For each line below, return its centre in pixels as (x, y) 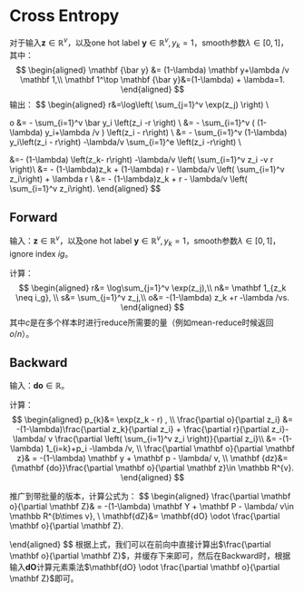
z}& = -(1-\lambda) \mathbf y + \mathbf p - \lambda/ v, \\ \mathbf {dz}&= (152, 459)
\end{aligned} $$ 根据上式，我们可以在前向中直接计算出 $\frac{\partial (140, 545)
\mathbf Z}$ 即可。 (44, 578)
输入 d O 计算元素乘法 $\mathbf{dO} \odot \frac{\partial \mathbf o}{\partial (145, 567)
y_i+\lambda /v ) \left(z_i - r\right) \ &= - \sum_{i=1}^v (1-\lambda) (166, 133)
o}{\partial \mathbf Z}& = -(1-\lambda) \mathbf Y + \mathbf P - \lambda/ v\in (152, 507)
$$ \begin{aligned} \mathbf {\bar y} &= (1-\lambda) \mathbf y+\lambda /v (152, 70)
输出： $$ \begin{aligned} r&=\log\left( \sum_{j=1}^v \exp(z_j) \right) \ (139, 104)
